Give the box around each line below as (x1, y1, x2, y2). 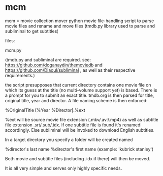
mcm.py (5, 47, 22, 53)
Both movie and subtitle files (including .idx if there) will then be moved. (5, 155, 151, 161)
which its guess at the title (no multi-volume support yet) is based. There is (5, 87, 158, 93)
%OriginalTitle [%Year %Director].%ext (5, 107, 85, 113)
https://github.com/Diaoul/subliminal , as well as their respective (5, 67, 135, 73)
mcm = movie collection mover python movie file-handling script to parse (5, 18, 154, 24)
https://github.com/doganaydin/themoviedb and (5, 62, 102, 68)
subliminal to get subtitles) (5, 28, 59, 34)
